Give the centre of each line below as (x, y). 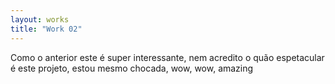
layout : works (40, 19)
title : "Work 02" (46, 29)
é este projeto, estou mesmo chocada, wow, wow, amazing (132, 68)
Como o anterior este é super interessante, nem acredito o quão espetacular (167, 57)
